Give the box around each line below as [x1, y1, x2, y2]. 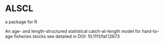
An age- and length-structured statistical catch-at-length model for [5, 28, 141, 34]
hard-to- [141, 28, 160, 34]
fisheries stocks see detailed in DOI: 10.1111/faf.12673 [14, 33, 120, 39]
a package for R [5, 19, 37, 25]
